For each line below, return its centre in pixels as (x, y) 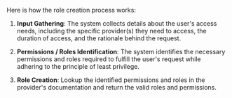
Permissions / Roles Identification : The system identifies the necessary (121, 52)
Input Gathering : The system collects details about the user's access (117, 23)
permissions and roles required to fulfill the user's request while (109, 59)
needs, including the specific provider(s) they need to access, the (112, 31)
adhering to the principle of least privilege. (78, 66)
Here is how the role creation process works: (71, 10)
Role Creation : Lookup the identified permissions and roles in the (111, 80)
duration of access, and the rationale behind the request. (99, 38)
